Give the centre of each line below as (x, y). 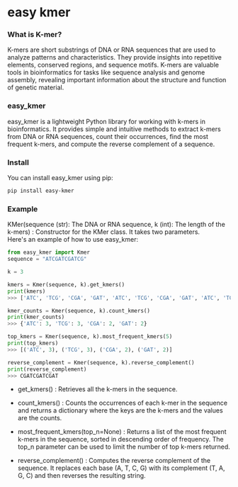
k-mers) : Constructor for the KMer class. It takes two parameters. (104, 232)
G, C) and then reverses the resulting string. (82, 476)
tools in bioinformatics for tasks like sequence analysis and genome (106, 72)
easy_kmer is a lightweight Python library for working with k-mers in (106, 121)
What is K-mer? (35, 35)
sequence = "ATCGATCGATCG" (47, 259)
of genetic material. (36, 88)
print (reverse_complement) (47, 369)
